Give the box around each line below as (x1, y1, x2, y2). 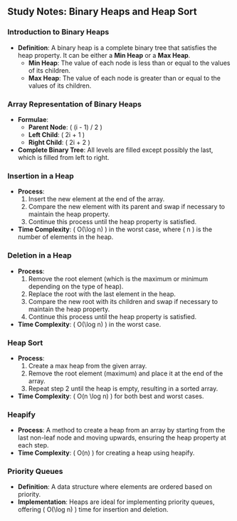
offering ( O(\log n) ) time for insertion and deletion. (17, 505, 169, 514)
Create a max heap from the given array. (28, 361, 147, 370)
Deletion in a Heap (7, 251, 73, 260)
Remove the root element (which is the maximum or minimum (28, 274, 209, 283)
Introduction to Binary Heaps (7, 27, 110, 37)
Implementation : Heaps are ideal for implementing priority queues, (17, 497, 215, 506)
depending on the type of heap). (28, 282, 124, 290)
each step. (17, 441, 49, 450)
